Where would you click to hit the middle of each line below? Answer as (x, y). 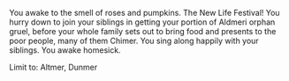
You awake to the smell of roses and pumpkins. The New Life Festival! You (144, 13)
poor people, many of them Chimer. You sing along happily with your (134, 40)
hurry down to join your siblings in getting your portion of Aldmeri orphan (142, 22)
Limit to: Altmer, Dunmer (53, 67)
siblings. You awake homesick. (65, 50)
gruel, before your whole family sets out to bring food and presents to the (143, 31)
